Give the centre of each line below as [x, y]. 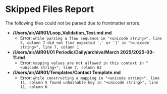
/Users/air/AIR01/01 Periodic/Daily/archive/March [66, 52]
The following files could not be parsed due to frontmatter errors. [73, 23]
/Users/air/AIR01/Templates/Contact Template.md [67, 72]
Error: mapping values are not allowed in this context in [82, 62]
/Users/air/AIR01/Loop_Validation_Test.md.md [62, 32]
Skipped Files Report [50, 9]
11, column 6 [34, 87]
